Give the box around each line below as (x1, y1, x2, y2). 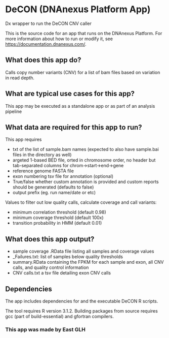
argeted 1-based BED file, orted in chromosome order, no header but (12, 157, 156, 163)
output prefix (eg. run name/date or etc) (12, 190, 96, 196)
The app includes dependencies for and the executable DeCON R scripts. (5, 298, 158, 304)
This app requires (5, 136, 42, 143)
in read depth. (5, 75, 34, 81)
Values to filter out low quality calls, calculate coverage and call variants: (5, 199, 157, 205)
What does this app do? (5, 56, 81, 65)
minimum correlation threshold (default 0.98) (12, 209, 106, 216)
